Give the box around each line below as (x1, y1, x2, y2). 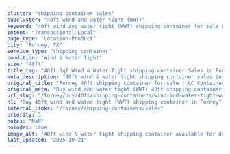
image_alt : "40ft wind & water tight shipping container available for (7, 130, 216, 137)
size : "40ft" (7, 61, 44, 67)
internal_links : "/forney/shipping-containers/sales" (7, 105, 164, 112)
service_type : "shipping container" (7, 48, 112, 55)
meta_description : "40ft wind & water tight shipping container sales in (7, 73, 222, 80)
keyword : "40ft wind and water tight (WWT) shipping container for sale (7, 22, 219, 29)
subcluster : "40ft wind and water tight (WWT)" (7, 16, 146, 23)
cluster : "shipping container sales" (7, 10, 115, 17)
